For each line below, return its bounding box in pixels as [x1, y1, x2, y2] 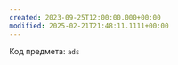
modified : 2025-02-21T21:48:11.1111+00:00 [9, 21, 169, 30]
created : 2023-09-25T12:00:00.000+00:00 [9, 12, 162, 22]
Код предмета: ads [9, 45, 80, 56]
